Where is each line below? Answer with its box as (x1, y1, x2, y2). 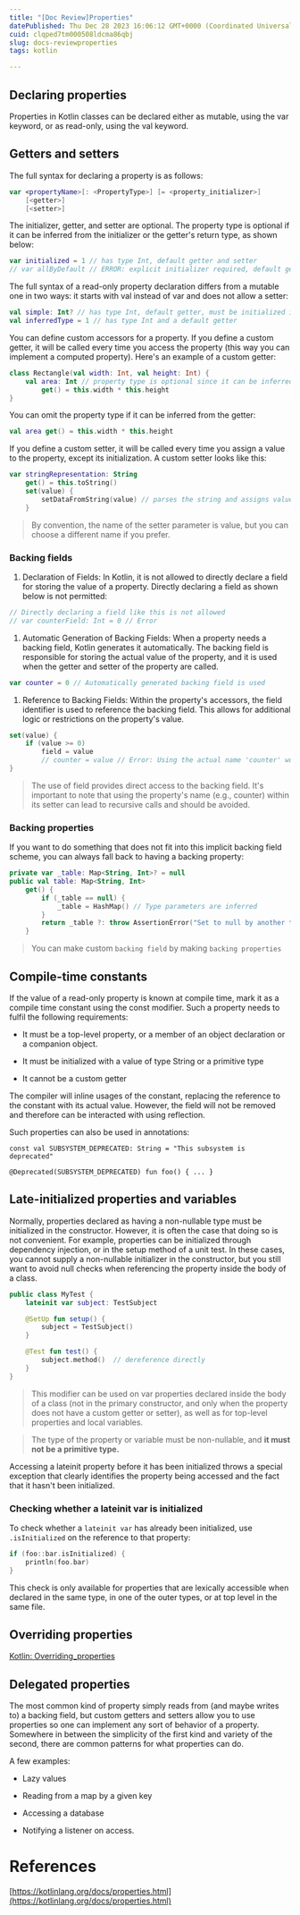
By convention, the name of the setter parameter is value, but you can (30, 520, 288, 530)
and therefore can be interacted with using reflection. (9, 1110, 205, 1121)
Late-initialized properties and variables (9, 1191, 237, 1207)
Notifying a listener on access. (21, 1826, 135, 1836)
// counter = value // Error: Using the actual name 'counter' (41, 756, 281, 765)
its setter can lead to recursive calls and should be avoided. (30, 799, 251, 809)
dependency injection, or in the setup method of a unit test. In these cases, (9, 1244, 286, 1255)
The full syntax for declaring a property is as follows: (9, 170, 204, 181)
